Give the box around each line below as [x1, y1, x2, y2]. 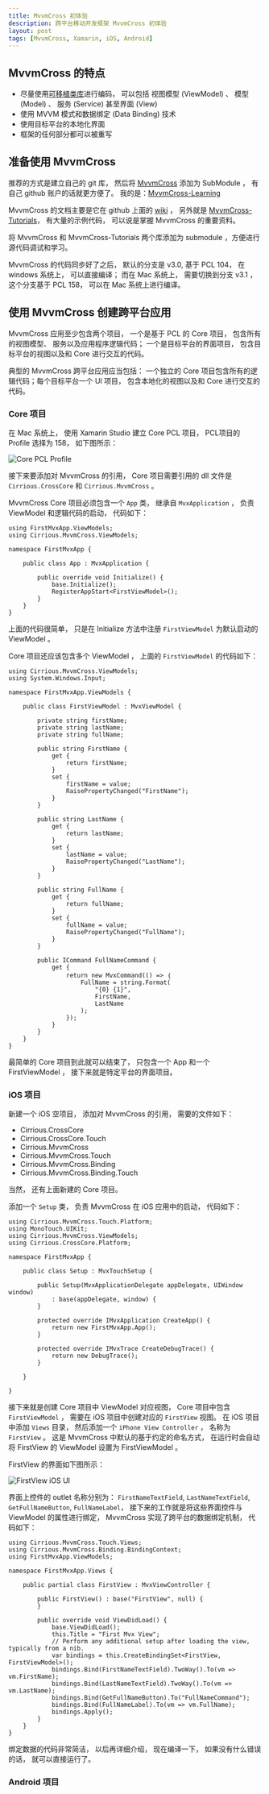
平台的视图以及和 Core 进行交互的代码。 [14, 348, 149, 359]
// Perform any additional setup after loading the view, [51, 1638, 250, 1646]
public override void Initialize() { [37, 573, 163, 581]
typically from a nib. [8, 1645, 85, 1653]
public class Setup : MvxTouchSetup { [23, 1267, 153, 1276]
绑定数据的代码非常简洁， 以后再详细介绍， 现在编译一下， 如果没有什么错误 [8, 1744, 262, 1754]
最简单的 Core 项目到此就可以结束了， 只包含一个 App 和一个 [8, 1057, 211, 1066]
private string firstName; [37, 716, 128, 725]
